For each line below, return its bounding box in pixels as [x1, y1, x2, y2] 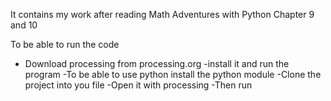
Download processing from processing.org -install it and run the [24, 58, 290, 69]
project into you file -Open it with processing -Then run [24, 79, 253, 91]
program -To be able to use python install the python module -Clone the [24, 69, 322, 80]
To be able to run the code [10, 39, 120, 50]
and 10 [10, 19, 38, 31]
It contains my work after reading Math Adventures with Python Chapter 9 [10, 9, 315, 20]
